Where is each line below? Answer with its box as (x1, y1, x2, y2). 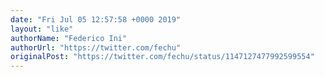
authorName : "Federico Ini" (10, 33, 128, 43)
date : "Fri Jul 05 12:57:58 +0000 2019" (10, 14, 182, 25)
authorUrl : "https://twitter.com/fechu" (10, 42, 182, 53)
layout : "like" (10, 24, 74, 34)
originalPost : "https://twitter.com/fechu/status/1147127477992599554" (10, 52, 315, 62)
